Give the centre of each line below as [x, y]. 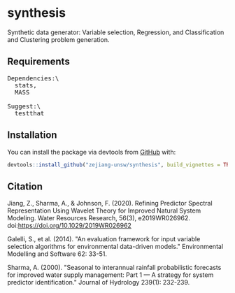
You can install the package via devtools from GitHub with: [92, 152]
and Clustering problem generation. [58, 39]
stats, [26, 85]
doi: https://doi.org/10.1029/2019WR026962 [69, 226]
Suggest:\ [24, 106]
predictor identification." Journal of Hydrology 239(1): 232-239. [99, 283]
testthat [29, 113]
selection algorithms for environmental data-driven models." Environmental [115, 247]
